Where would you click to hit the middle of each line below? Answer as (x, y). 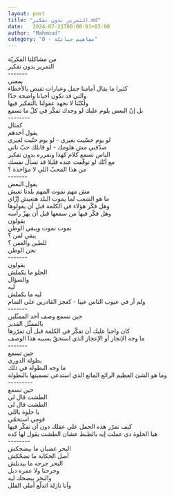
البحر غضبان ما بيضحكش (39, 449)
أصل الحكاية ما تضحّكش (39, 456)
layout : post (27, 13)
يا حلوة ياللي (24, 412)
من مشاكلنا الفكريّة (32, 59)
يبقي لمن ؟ (22, 235)
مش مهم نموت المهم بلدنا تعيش (49, 192)
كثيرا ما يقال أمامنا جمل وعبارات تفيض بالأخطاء (68, 89)
